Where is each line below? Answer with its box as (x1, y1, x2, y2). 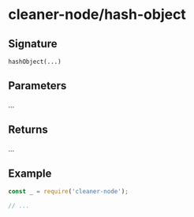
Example (8, 167, 52, 181)
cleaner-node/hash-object (8, 6, 187, 24)
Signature (8, 37, 58, 51)
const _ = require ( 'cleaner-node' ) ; (8, 188, 129, 196)
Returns (8, 123, 49, 137)
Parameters (8, 79, 67, 92)
